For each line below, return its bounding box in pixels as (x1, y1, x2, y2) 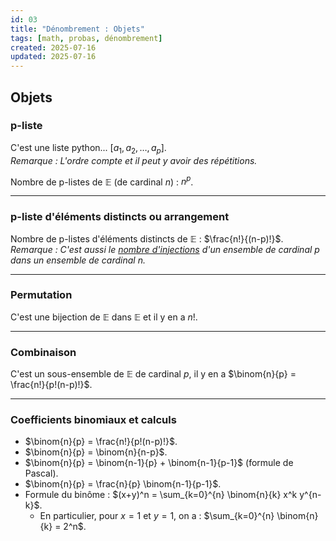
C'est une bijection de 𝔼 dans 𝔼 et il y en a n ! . (10, 311, 198, 323)
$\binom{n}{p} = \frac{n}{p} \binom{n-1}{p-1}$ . (24, 478, 222, 490)
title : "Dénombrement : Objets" (10, 24, 145, 34)
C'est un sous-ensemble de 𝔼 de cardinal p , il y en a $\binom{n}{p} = (10, 368, 297, 380)
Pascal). (24, 467, 59, 480)
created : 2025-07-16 (10, 42, 97, 53)
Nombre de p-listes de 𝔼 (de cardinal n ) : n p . (10, 174, 194, 188)
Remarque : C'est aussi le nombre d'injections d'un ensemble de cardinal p (10, 243, 320, 255)
